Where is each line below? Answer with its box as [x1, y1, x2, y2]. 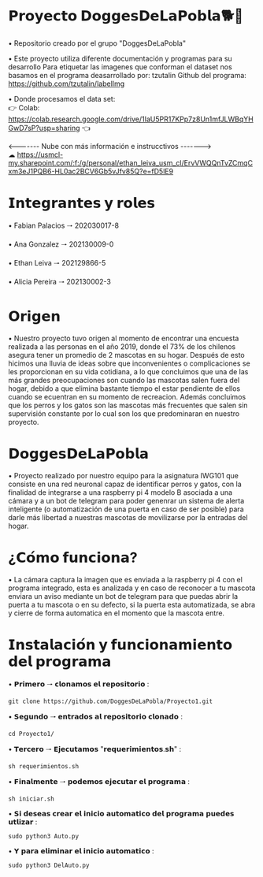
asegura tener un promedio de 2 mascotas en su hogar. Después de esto [8, 350, 246, 359]
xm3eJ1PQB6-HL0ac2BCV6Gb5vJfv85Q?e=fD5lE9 [8, 166, 174, 176]
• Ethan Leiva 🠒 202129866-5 [8, 258, 106, 267]
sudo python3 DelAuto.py [8, 861, 90, 869]
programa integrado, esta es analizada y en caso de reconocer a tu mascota [8, 583, 256, 593]
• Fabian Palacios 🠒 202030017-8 [8, 221, 120, 230]
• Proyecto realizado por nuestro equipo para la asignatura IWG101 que [8, 470, 239, 480]
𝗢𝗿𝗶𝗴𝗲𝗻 [8, 307, 61, 325]
